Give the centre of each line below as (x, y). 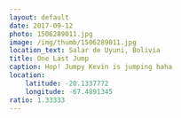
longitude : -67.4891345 (69, 91)
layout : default (39, 17)
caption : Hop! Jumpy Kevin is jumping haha (91, 67)
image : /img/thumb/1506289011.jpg (73, 42)
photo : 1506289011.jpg (51, 34)
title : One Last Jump (49, 59)
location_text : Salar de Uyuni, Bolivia (85, 51)
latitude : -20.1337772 (67, 83)
